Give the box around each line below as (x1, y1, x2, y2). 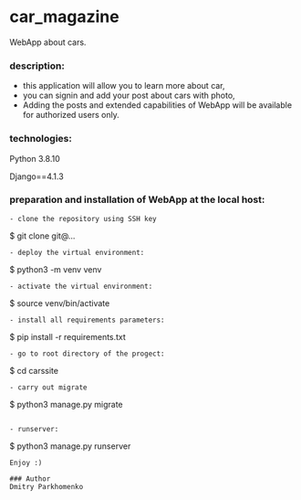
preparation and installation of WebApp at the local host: (9, 194, 265, 207)
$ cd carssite (9, 365, 59, 376)
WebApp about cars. (9, 37, 87, 48)
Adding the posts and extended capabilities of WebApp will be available (22, 100, 293, 111)
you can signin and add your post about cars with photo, (22, 90, 235, 101)
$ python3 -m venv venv (9, 263, 102, 275)
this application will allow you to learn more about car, (22, 80, 225, 91)
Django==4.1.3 (9, 171, 64, 182)
